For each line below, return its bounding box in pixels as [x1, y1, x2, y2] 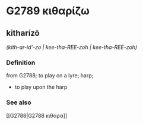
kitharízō [6, 28, 40, 38]
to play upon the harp [14, 83, 68, 90]
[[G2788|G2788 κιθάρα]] [6, 112, 68, 119]
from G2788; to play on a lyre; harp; [6, 72, 94, 79]
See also [6, 98, 31, 107]
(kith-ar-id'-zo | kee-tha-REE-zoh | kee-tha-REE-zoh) [6, 43, 138, 51]
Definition [6, 58, 36, 67]
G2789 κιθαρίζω [6, 4, 90, 18]
